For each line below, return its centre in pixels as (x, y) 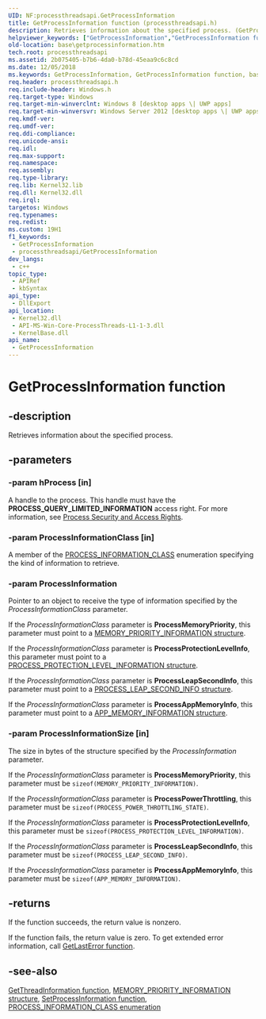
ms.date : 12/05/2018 (42, 67)
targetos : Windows (38, 207)
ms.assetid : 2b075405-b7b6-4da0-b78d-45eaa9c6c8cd (93, 60)
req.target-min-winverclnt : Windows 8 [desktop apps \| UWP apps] (120, 104)
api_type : (25, 296)
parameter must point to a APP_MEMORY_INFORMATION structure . (118, 713)
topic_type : (28, 274)
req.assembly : (32, 171)
